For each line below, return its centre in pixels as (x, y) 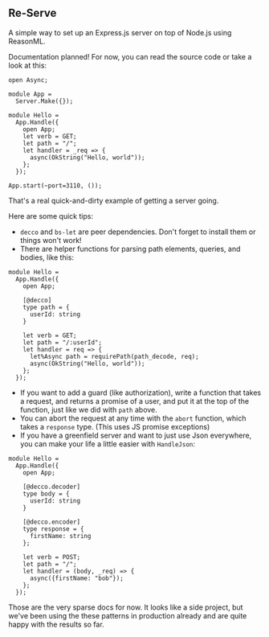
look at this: (27, 65)
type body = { (46, 494)
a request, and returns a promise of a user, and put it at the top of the (134, 401)
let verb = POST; (52, 557)
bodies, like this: (47, 257)
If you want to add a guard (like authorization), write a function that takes (141, 392)
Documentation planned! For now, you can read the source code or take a (130, 56)
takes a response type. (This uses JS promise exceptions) (115, 426)
